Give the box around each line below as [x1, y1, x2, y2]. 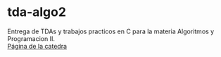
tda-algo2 [7, 4, 67, 20]
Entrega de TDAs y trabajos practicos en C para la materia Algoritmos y [7, 27, 215, 35]
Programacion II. [7, 34, 55, 42]
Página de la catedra [7, 42, 68, 50]
